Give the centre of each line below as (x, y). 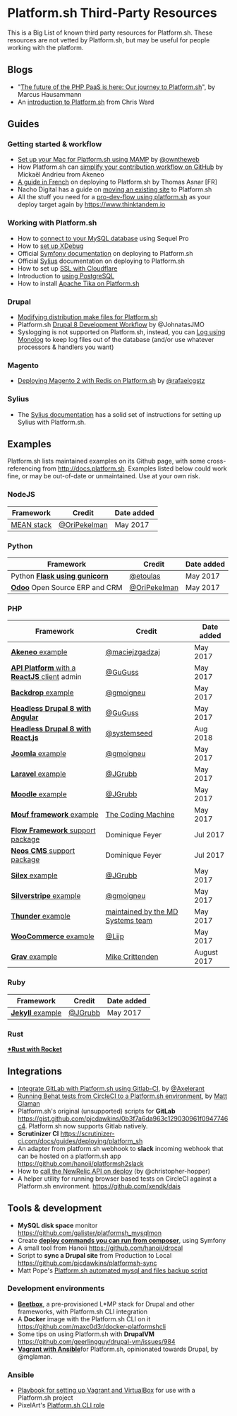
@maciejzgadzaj (133, 652)
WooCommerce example (53, 936)
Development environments (56, 1289)
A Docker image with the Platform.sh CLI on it (84, 1318)
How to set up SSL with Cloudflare (67, 268)
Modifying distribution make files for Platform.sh (87, 317)
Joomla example (39, 754)
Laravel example (38, 774)
